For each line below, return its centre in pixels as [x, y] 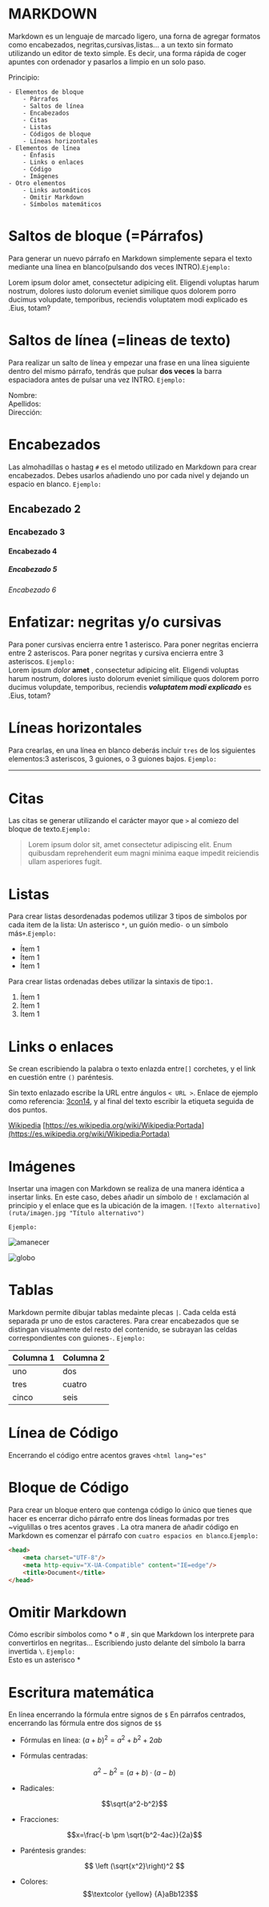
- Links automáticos [57, 190]
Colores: [34, 1881]
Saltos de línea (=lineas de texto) [120, 341]
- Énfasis [39, 155]
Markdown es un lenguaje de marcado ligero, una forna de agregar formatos [134, 36]
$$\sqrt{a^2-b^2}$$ [134, 1804]
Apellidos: [25, 404]
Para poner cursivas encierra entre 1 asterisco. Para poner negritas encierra [133, 644]
